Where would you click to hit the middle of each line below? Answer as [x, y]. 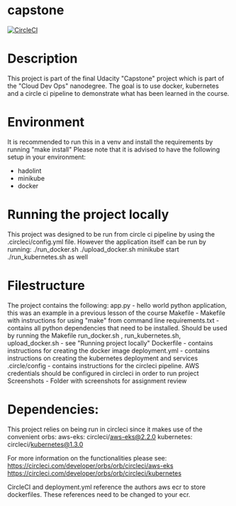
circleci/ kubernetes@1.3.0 [45, 444]
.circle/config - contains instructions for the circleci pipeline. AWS [103, 365]
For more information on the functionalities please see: [87, 458]
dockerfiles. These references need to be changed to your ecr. [99, 494]
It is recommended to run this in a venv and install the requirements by [110, 141]
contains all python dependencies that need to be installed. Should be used [117, 328]
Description [43, 59]
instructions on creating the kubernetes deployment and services [103, 358]
